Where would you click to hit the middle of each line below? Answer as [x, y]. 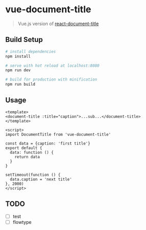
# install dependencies [31, 51]
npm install [18, 56]
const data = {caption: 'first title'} [48, 143]
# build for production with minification [51, 80]
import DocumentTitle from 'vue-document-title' [58, 134]
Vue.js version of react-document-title [58, 24]
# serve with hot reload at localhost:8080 [53, 66]
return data [27, 157]
